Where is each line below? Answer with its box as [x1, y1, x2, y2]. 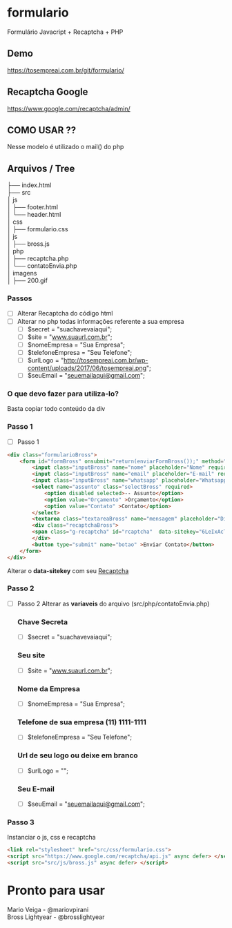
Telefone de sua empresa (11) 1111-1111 [17, 717, 146, 726]
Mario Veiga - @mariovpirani [7, 905, 89, 913]
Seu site [17, 650, 46, 660]
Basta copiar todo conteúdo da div [7, 405, 106, 413]
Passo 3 [7, 817, 35, 826]
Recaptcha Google [7, 86, 88, 98]
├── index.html [7, 181, 52, 189]
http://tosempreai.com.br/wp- [63, 356, 148, 364]
